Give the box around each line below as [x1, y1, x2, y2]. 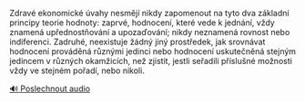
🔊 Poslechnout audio [9, 83, 91, 94]
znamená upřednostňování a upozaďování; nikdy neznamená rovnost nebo [9, 27, 290, 37]
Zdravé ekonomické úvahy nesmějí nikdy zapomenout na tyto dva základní [9, 8, 290, 18]
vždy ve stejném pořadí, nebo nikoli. [9, 65, 146, 76]
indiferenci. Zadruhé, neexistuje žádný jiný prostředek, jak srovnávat [9, 36, 266, 47]
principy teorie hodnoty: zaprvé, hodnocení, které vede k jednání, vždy [9, 17, 275, 28]
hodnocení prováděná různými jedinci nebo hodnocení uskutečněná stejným [9, 46, 297, 57]
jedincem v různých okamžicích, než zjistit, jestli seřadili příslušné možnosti [9, 56, 293, 66]
